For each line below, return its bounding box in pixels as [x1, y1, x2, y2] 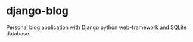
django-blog [6, 4, 69, 18]
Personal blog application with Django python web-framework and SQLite [6, 24, 187, 31]
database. [6, 30, 31, 37]
